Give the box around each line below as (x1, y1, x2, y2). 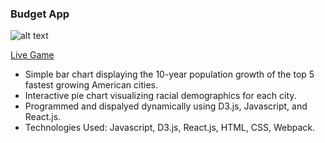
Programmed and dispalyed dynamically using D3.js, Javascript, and (24, 100, 308, 112)
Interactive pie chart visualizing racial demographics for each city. (24, 90, 297, 102)
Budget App (10, 7, 70, 21)
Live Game (10, 49, 55, 61)
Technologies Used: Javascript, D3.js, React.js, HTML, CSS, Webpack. (24, 122, 316, 134)
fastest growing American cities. (24, 79, 158, 91)
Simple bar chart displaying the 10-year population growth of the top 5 (24, 68, 315, 81)
